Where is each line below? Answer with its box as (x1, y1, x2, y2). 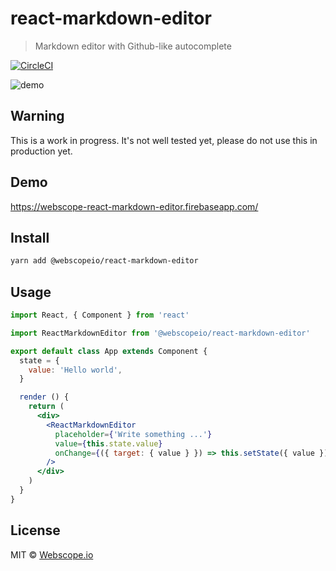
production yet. (10, 145, 73, 157)
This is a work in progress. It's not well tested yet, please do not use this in (10, 134, 318, 146)
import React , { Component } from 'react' (10, 310, 190, 321)
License (10, 522, 61, 539)
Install (10, 229, 50, 246)
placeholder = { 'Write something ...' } (54, 429, 213, 439)
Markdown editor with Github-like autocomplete (34, 40, 232, 52)
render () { (19, 392, 70, 402)
